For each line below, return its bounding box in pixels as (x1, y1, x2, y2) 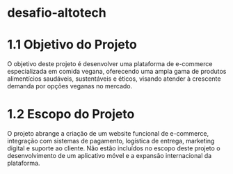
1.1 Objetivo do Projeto (7, 37, 137, 53)
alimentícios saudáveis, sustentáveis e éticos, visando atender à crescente (7, 74, 221, 83)
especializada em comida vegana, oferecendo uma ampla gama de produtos (7, 68, 227, 76)
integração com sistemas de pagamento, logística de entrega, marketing (7, 137, 215, 145)
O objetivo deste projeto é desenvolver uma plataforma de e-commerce (7, 60, 213, 68)
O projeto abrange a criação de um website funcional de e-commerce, (7, 129, 209, 138)
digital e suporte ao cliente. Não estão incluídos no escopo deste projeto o (7, 144, 220, 152)
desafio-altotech (7, 5, 106, 21)
